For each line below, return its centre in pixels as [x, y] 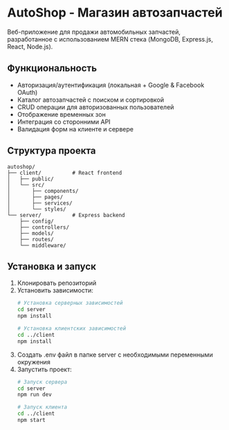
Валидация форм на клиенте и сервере [75, 129]
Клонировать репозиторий [57, 283]
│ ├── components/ [43, 191]
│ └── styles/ [37, 209]
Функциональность [52, 68]
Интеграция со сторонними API [64, 122]
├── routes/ [37, 239]
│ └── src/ [26, 185]
